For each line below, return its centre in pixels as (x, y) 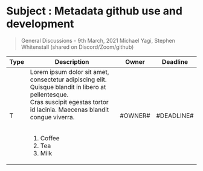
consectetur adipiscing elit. (68, 79)
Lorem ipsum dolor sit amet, (69, 72)
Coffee (50, 138)
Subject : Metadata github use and (95, 11)
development (40, 24)
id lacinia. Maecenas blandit (69, 110)
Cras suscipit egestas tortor (69, 102)
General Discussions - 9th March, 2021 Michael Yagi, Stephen (98, 40)
